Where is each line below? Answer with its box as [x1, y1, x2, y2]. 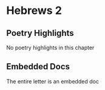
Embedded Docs [6, 61, 70, 72]
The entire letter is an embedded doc [6, 77, 99, 85]
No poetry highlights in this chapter [6, 44, 95, 51]
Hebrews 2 [6, 4, 63, 18]
